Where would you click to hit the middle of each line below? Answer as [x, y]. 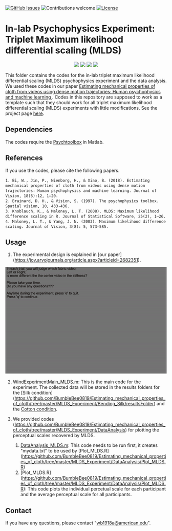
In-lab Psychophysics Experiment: [80, 29]
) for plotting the [142, 430]
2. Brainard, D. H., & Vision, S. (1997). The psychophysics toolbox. [82, 201]
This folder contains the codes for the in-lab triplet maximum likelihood [80, 75]
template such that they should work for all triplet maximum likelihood [79, 102]
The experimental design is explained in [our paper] [67, 254]
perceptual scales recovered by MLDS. [54, 436]
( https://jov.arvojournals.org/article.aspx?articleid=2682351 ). [77, 260]
